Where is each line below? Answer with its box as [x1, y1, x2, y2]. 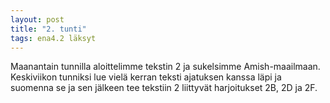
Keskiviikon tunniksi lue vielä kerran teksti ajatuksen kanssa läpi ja [10, 71, 282, 83]
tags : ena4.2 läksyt [10, 33, 97, 43]
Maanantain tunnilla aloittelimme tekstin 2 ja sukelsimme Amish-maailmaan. [10, 61, 321, 73]
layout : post [10, 14, 65, 25]
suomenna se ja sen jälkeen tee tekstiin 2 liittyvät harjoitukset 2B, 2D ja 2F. [10, 82, 318, 94]
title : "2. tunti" [10, 24, 87, 34]
